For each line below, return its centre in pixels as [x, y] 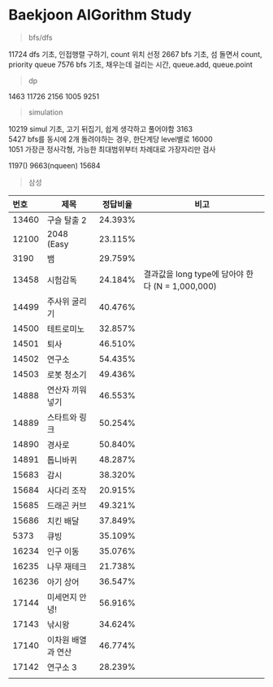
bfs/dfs [40, 37]
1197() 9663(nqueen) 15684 [54, 165]
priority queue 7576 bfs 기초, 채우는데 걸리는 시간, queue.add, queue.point [131, 64]
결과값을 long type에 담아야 [194, 274]
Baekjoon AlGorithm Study [100, 15]
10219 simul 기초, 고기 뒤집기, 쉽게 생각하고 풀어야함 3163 [101, 128]
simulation [45, 112]
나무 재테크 [67, 567]
